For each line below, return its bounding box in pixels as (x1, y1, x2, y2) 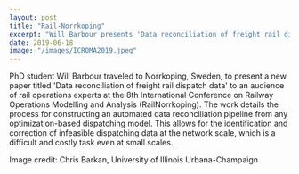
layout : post (9, 12, 58, 22)
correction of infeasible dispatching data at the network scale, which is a (9, 128, 276, 138)
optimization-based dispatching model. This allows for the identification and (9, 118, 288, 129)
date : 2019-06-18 (9, 37, 74, 47)
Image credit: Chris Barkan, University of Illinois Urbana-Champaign (9, 154, 259, 165)
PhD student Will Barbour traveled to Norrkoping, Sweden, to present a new (9, 70, 287, 81)
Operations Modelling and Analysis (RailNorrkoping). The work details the (9, 99, 279, 110)
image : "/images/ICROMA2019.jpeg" (9, 46, 138, 55)
